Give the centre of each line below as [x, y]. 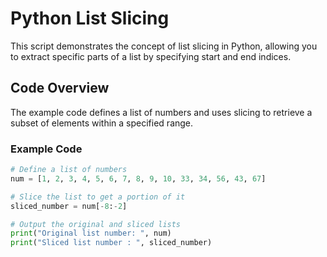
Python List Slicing [90, 18]
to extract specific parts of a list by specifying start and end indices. [151, 56]
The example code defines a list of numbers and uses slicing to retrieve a [161, 112]
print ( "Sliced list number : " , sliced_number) [111, 243]
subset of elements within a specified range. [102, 123]
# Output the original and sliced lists [96, 224]
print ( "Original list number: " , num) [91, 233]
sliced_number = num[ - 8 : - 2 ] [69, 206]
